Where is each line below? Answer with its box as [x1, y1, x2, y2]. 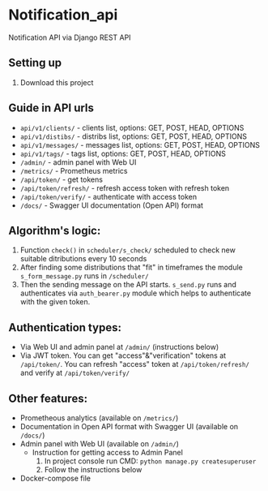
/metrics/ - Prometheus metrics [19, 166, 128, 175]
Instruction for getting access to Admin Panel [32, 448, 184, 457]
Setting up [8, 56, 62, 70]
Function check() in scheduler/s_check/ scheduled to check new [19, 245, 236, 255]
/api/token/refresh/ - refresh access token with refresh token [19, 183, 230, 192]
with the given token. [19, 297, 91, 307]
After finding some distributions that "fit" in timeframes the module [19, 262, 243, 273]
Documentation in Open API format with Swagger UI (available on [19, 422, 239, 431]
